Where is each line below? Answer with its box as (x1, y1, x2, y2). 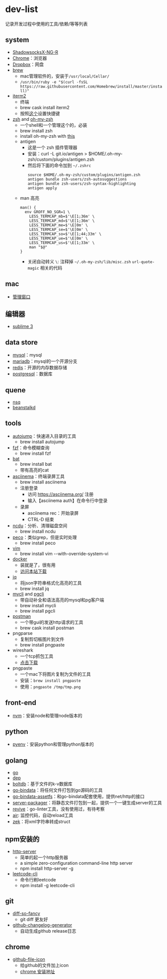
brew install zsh (20, 127, 53, 134)
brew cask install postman (20, 625, 74, 631)
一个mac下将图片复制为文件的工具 (20, 671, 91, 677)
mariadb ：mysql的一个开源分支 (12, 358, 78, 364)
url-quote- (132, 259, 155, 265)
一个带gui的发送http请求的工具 (20, 619, 83, 625)
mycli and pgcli (12, 591, 44, 597)
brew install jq (20, 585, 49, 592)
